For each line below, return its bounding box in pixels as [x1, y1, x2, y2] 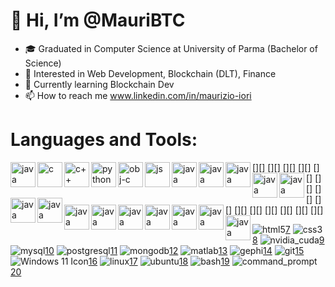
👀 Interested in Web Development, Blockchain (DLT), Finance [24, 67, 277, 79]
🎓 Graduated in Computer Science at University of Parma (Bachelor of [24, 42, 318, 54]
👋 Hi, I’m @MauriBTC [10, 9, 186, 32]
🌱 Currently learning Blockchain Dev [24, 78, 175, 90]
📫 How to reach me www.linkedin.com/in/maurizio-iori [24, 89, 252, 101]
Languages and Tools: [10, 129, 198, 151]
